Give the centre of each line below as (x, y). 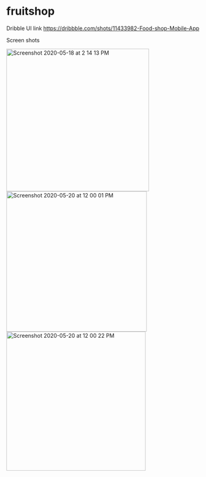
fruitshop (31, 11)
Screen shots (23, 40)
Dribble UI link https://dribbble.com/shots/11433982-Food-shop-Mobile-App (103, 28)
